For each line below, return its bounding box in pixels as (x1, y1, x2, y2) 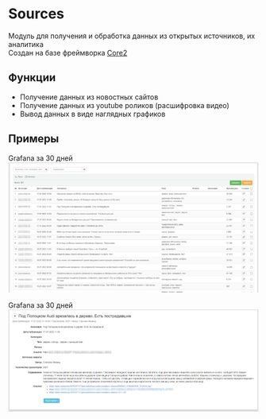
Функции (8, 71, 56, 84)
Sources (8, 5, 65, 23)
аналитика (8, 39, 44, 48)
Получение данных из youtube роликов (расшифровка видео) (19, 100, 230, 110)
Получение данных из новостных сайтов (19, 92, 159, 102)
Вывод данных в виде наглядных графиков (19, 109, 166, 118)
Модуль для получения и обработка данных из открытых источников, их (8, 31, 256, 41)
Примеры (8, 132, 60, 145)
